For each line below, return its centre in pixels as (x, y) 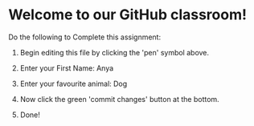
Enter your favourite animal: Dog (74, 83)
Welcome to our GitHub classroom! (128, 15)
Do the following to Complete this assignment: (85, 37)
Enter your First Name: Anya (67, 68)
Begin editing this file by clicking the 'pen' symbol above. (115, 52)
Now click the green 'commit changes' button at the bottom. (119, 99)
